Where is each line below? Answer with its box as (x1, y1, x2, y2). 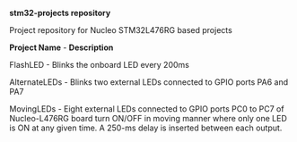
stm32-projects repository (9, 8, 111, 18)
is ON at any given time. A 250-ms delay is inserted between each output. (9, 122, 283, 133)
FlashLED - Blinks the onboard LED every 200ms (9, 60, 190, 70)
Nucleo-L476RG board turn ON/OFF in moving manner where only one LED (9, 113, 287, 123)
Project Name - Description (9, 42, 114, 53)
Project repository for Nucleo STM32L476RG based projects (9, 25, 233, 35)
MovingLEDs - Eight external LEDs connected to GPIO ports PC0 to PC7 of (9, 104, 284, 114)
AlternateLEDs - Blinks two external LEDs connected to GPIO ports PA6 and (9, 77, 289, 88)
